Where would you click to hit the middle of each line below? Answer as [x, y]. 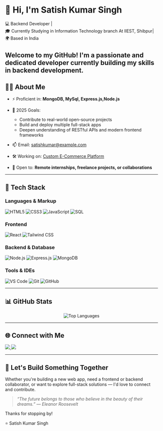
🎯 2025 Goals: [26, 110]
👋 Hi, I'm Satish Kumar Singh [64, 10]
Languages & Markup [31, 201]
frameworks [31, 135]
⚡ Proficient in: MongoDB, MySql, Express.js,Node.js [66, 99]
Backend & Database [30, 248]
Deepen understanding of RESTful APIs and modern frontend [80, 130]
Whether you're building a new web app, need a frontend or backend [74, 379]
